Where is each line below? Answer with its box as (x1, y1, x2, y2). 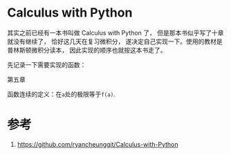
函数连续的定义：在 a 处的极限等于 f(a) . (7, 90, 115, 98)
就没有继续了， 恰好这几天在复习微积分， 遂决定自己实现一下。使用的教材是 (7, 37, 223, 46)
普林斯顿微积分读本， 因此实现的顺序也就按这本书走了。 (7, 46, 167, 54)
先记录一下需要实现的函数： (7, 60, 86, 69)
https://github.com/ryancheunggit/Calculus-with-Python (17, 140, 178, 148)
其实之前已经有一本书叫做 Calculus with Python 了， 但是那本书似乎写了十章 (7, 28, 224, 37)
